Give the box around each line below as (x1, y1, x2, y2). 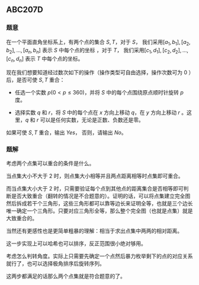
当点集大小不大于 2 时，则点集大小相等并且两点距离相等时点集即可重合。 (6, 172, 184, 180)
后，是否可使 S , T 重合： (6, 77, 65, 84)
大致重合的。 (6, 215, 37, 222)
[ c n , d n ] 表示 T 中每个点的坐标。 (6, 55, 84, 64)
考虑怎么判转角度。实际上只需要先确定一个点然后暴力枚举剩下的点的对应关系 (6, 252, 193, 260)
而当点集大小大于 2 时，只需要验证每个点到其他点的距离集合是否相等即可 (6, 185, 184, 192)
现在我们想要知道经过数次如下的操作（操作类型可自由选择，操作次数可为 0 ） (6, 69, 191, 76)
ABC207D (6, 5, 43, 15)
